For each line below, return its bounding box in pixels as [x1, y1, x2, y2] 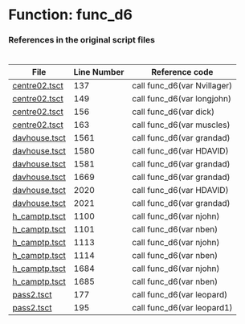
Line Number [73, 67, 125, 78]
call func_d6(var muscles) [132, 119, 231, 130]
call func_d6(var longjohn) [132, 93, 231, 105]
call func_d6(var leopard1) [132, 302, 233, 314]
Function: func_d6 [8, 6, 133, 24]
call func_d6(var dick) [132, 106, 215, 117]
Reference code [151, 67, 214, 78]
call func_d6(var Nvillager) [132, 80, 233, 92]
